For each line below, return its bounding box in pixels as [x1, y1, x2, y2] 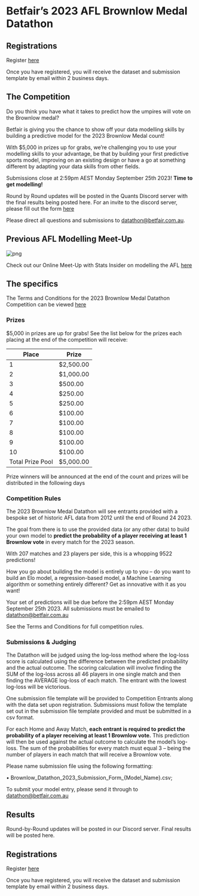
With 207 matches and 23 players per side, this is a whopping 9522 [6, 550, 173, 557]
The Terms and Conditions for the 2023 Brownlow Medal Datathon [6, 294, 170, 302]
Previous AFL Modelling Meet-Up [6, 234, 133, 244]
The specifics [6, 279, 59, 289]
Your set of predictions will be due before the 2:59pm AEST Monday [6, 599, 174, 606]
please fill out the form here [6, 205, 75, 212]
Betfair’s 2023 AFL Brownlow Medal [6, 4, 188, 18]
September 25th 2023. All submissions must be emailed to [6, 605, 151, 612]
